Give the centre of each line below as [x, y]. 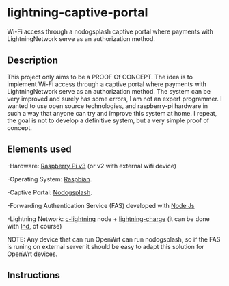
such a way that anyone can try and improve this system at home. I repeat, [112, 113]
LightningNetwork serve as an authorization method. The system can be [109, 91]
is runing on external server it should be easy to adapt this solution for [106, 246]
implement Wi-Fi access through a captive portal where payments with [107, 84]
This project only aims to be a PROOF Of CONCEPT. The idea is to [100, 77]
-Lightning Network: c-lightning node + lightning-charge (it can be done [108, 219]
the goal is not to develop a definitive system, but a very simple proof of [108, 120]
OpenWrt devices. [32, 254]
